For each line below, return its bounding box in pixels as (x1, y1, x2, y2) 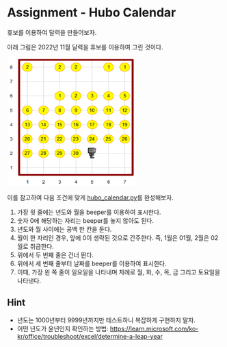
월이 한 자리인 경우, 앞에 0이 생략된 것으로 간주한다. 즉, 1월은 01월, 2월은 (16, 233, 210, 241)
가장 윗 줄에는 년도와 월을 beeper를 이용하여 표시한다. (16, 208, 161, 216)
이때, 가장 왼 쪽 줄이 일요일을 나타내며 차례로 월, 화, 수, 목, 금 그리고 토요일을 (16, 267, 221, 276)
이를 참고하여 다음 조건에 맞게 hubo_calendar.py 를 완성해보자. (7, 193, 174, 202)
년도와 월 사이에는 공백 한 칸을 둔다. (16, 225, 112, 233)
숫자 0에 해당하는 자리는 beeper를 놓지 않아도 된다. (16, 216, 154, 224)
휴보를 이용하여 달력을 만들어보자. (7, 28, 97, 36)
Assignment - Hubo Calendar (7, 5, 176, 21)
